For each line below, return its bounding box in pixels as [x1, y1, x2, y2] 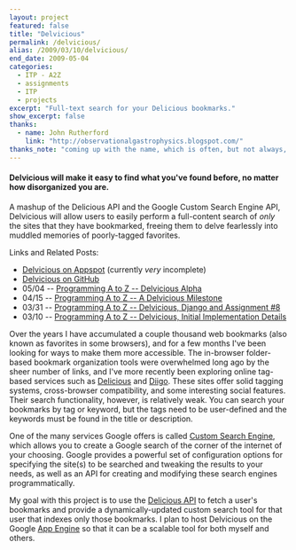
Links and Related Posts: [9, 247, 99, 257]
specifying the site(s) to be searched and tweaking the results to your [9, 459, 263, 469]
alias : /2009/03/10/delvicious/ [9, 46, 129, 55]
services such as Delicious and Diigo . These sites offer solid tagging [34, 375, 284, 386]
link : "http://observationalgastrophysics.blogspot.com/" [25, 137, 244, 145]
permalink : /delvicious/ [9, 37, 101, 47]
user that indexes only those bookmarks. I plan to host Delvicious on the [9, 514, 273, 524]
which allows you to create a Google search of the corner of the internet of [9, 440, 283, 451]
